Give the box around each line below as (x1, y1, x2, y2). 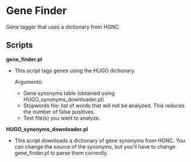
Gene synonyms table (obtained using (23, 89, 115, 97)
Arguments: (14, 78, 43, 85)
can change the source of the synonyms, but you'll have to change (14, 143, 176, 150)
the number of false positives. (23, 108, 95, 115)
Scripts (6, 40, 33, 50)
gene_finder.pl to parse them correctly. (14, 149, 109, 156)
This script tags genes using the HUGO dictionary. (14, 67, 136, 74)
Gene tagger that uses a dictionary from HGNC (6, 23, 119, 30)
